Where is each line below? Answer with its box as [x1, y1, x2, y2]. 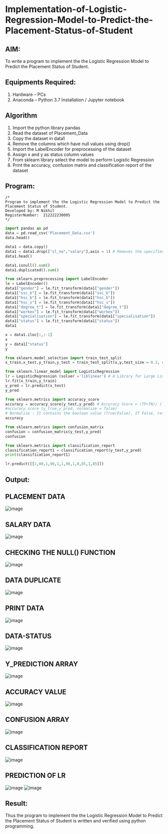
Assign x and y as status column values [12, 151, 94, 157]
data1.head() [5, 254, 32, 259]
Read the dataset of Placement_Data [12, 130, 88, 136]
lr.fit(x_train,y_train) [5, 378, 57, 384]
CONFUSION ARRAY [5, 715, 69, 724]
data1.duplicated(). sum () [5, 267, 59, 272]
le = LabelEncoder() [5, 281, 48, 286]
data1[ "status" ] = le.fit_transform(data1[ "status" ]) [5, 319, 120, 324]
